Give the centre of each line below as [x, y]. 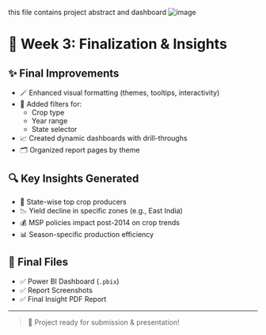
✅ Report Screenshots [56, 290]
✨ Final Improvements [64, 73]
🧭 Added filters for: [51, 104]
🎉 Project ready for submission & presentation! [103, 322]
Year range [49, 121]
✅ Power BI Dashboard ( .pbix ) [70, 281]
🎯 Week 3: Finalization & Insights [118, 44]
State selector [54, 129]
